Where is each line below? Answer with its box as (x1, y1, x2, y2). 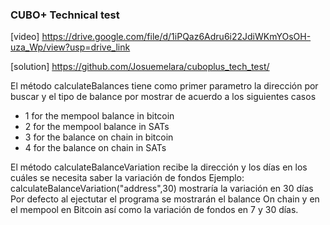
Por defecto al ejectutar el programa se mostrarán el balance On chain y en (10, 193, 320, 205)
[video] (10, 31, 40, 43)
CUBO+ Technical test (10, 8, 120, 22)
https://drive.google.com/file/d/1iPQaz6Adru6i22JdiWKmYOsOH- (41, 31, 312, 43)
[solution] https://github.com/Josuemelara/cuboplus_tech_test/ (10, 61, 270, 73)
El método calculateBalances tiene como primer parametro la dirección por (10, 80, 319, 92)
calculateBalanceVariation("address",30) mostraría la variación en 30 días (10, 183, 314, 195)
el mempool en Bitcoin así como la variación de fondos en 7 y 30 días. (10, 204, 299, 216)
